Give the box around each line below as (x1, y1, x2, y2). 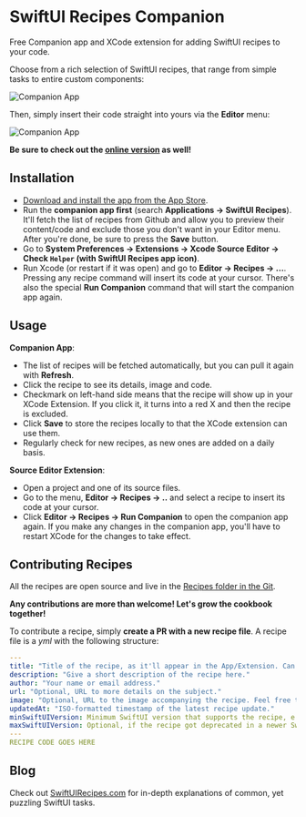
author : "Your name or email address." (9, 679, 161, 688)
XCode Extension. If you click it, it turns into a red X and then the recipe (22, 398, 291, 409)
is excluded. (22, 408, 68, 419)
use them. (22, 427, 61, 438)
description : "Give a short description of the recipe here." (9, 670, 250, 679)
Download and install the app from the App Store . (22, 194, 209, 206)
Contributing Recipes (9, 557, 134, 572)
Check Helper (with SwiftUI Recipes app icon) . (22, 252, 200, 263)
